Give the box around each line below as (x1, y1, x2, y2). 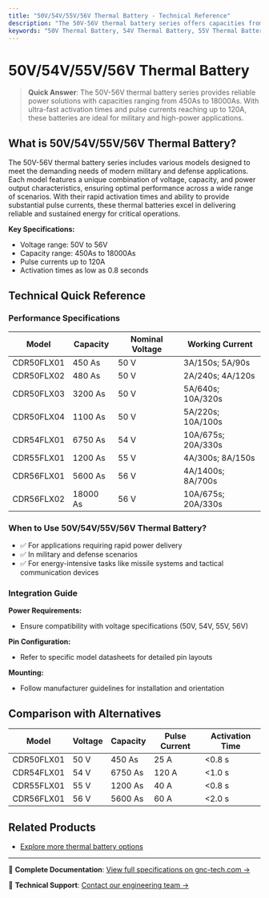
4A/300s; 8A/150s (183, 452, 255, 463)
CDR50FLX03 (12, 388, 66, 399)
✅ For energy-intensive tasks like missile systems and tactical (19, 559, 224, 568)
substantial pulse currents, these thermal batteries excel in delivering (8, 200, 236, 210)
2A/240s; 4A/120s (183, 370, 255, 381)
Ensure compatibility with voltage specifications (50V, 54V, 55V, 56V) (19, 621, 249, 631)
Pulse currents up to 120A (19, 257, 106, 267)
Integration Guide (8, 588, 78, 599)
